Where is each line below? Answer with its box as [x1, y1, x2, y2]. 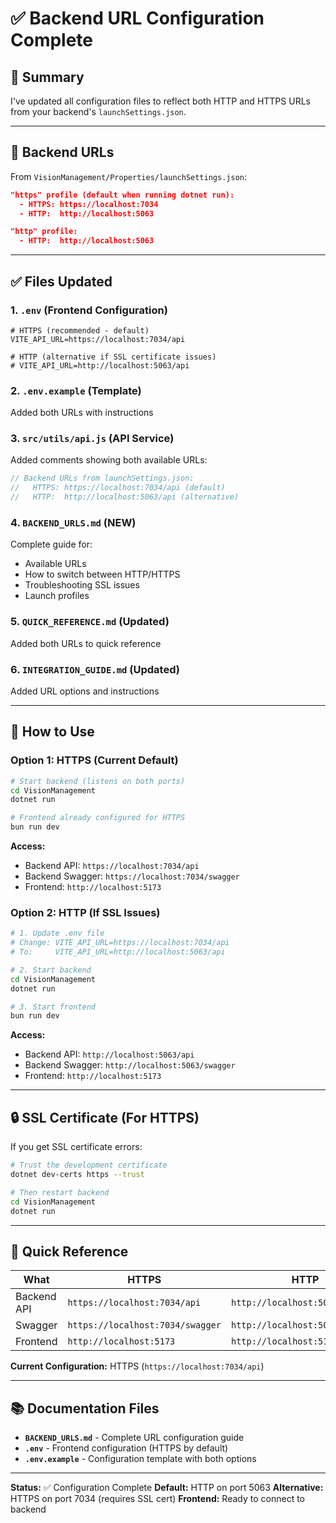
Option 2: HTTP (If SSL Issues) [10, 905, 161, 919]
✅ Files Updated [10, 273, 113, 290]
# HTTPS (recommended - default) [10, 325, 150, 336]
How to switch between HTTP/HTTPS [24, 568, 181, 581]
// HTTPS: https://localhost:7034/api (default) [10, 483, 226, 493]
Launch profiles [24, 590, 90, 602]
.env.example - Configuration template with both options [24, 1453, 257, 1465]
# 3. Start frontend [10, 1002, 97, 1012]
